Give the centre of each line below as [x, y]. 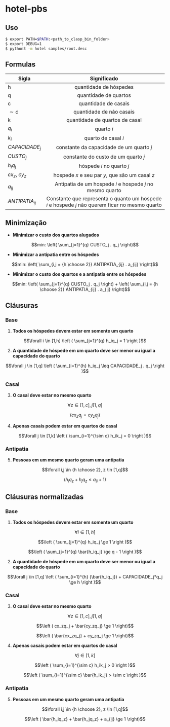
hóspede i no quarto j [104, 166]
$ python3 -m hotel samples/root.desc [46, 49]
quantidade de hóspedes [104, 87]
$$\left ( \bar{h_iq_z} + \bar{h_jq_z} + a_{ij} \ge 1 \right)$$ [85, 719]
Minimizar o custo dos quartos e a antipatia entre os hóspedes [79, 274]
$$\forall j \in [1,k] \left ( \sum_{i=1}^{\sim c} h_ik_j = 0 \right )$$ [85, 436]
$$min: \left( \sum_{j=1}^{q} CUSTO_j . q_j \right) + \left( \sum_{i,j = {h [85, 284]
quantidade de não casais [104, 112]
